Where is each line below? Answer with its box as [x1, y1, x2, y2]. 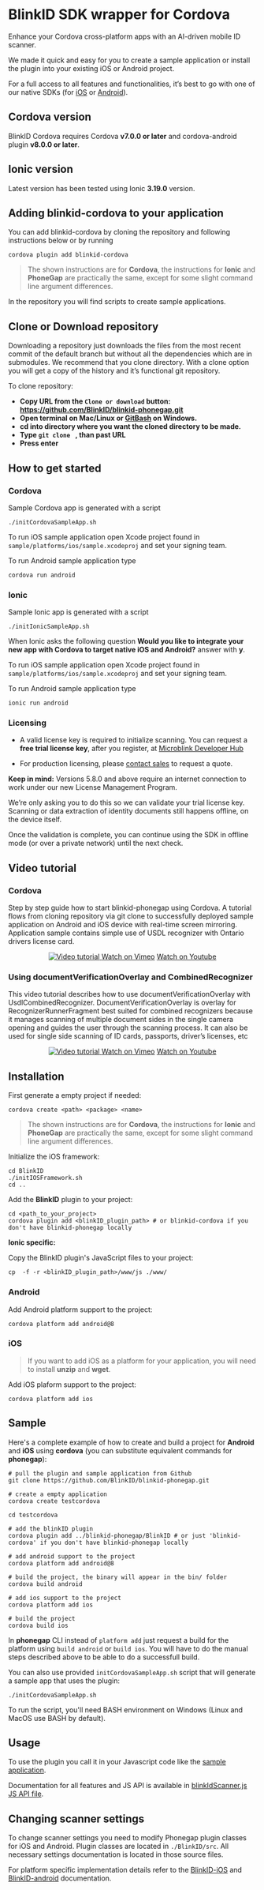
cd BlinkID [8, 1167, 44, 1175]
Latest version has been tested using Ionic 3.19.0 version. [8, 183, 195, 193]
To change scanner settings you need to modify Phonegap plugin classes [8, 1833, 247, 1843]
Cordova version [8, 111, 92, 124]
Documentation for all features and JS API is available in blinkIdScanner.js [8, 1781, 247, 1790]
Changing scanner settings [8, 1812, 145, 1825]
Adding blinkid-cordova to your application [8, 206, 225, 220]
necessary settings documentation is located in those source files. [8, 1850, 224, 1859]
